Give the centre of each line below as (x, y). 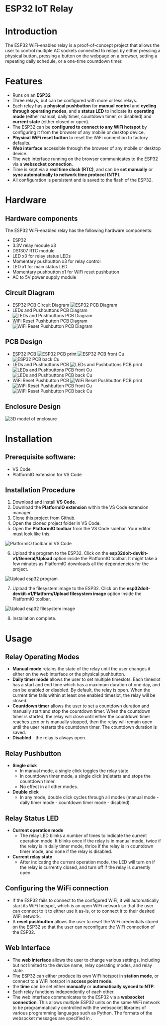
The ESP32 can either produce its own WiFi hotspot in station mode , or (85, 976)
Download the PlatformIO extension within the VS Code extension (80, 507)
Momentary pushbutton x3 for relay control (56, 261)
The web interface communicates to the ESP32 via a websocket (78, 997)
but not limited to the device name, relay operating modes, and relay (82, 965)
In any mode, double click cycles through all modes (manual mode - (89, 797)
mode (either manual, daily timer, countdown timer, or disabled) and (82, 116)
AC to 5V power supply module (44, 277)
